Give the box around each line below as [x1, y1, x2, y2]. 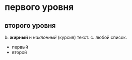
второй [11, 49, 27, 55]
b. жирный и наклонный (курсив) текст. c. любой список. [4, 34, 127, 40]
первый [11, 44, 28, 50]
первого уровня [4, 1, 74, 13]
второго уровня [4, 21, 56, 30]
